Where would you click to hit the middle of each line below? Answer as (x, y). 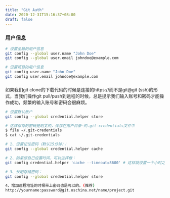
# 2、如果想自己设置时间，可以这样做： (41, 158)
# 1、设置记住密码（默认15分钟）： (36, 144)
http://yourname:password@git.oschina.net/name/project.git (70, 190)
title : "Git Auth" (25, 10)
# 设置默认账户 (19, 112)
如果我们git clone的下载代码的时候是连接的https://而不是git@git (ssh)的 (79, 89)
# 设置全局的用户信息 (25, 48)
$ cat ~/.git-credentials (32, 135)
